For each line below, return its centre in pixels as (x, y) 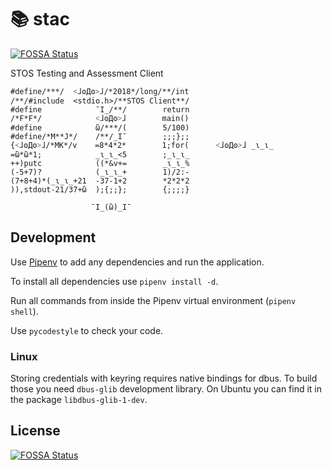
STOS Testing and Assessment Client (87, 73)
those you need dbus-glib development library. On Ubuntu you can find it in (166, 389)
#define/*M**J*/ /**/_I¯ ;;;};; (100, 136)
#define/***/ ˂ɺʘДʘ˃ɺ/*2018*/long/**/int (100, 91)
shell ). (24, 311)
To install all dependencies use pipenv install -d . (114, 281)
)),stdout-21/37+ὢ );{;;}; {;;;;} (100, 189)
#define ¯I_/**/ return (100, 109)
